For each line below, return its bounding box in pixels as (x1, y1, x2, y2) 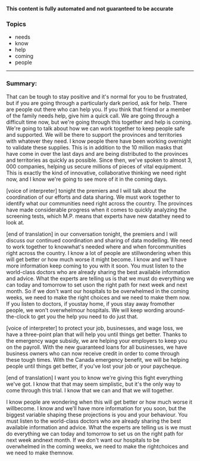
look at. (6, 219, 25, 226)
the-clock (6, 313, 30, 320)
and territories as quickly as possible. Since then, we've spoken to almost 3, (6, 156, 192, 164)
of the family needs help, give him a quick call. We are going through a (6, 112, 179, 119)
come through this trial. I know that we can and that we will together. (6, 386, 174, 394)
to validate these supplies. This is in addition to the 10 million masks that (6, 143, 183, 151)
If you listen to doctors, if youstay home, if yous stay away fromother (6, 300, 175, 307)
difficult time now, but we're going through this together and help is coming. (6, 118, 192, 125)
